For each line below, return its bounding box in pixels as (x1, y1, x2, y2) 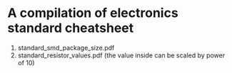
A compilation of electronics (7, 5, 178, 21)
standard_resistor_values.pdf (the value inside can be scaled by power (17, 51, 226, 60)
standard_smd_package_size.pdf (17, 43, 115, 52)
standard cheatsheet (7, 20, 134, 36)
